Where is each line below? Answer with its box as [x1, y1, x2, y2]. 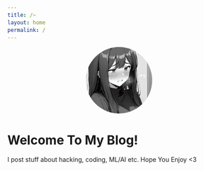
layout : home [7, 18, 46, 26]
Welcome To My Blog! [7, 132, 139, 148]
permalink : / [7, 26, 46, 33]
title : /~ [7, 11, 37, 18]
